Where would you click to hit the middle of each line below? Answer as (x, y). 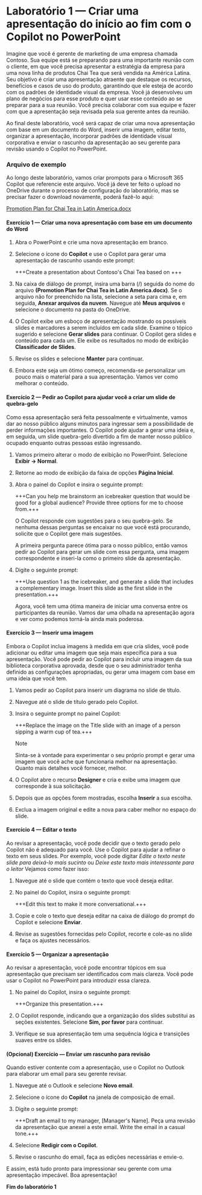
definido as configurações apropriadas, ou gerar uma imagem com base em (101, 672)
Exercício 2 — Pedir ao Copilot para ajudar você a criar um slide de (91, 397)
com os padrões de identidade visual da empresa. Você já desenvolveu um (99, 92)
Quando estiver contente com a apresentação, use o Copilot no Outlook (96, 1067)
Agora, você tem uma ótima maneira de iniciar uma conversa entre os (101, 606)
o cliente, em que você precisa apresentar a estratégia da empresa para (96, 66)
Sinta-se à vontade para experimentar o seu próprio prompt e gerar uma (105, 755)
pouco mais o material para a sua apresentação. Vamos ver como (96, 377)
